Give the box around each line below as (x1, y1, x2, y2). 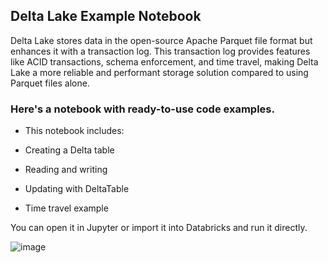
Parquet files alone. (10, 77, 90, 89)
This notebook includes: (24, 125, 125, 137)
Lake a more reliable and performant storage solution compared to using (10, 66, 309, 78)
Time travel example (24, 202, 109, 214)
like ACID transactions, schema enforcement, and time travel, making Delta (10, 55, 319, 68)
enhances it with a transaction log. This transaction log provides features (10, 45, 311, 57)
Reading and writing (24, 164, 108, 176)
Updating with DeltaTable (24, 183, 130, 195)
